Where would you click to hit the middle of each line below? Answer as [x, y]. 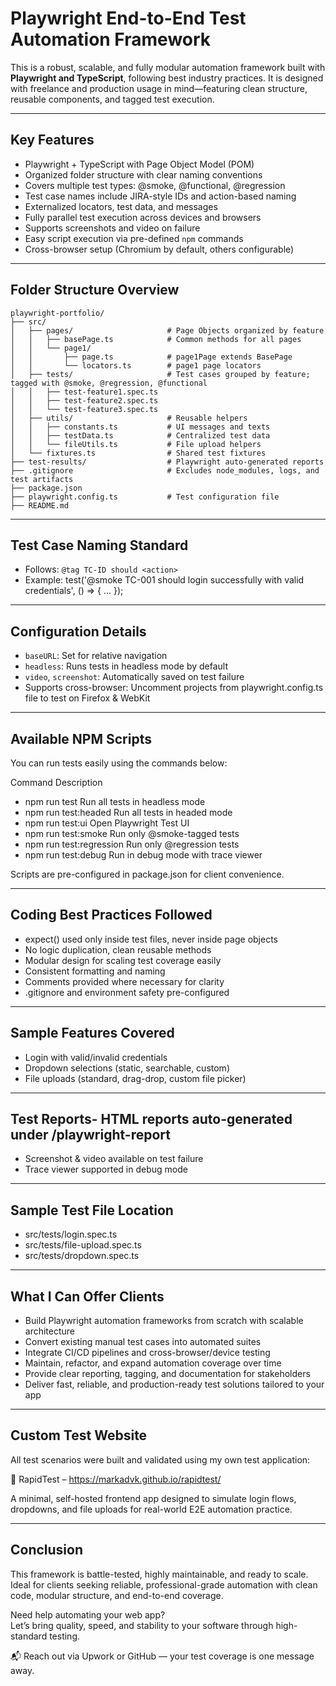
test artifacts [42, 479]
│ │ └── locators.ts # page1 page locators [136, 365]
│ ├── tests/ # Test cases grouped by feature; [160, 374]
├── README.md [40, 505]
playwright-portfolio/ [57, 313]
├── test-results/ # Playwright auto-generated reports [167, 462]
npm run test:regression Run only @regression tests [132, 844]
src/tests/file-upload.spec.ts [83, 1245]
